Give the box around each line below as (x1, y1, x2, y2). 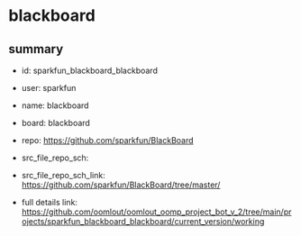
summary (8, 41, 64, 57)
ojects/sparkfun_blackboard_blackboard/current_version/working (21, 216, 265, 226)
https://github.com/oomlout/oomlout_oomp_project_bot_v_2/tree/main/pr (21, 206, 292, 217)
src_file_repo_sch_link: (21, 170, 105, 180)
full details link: (21, 197, 78, 207)
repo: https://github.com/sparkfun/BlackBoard (21, 135, 195, 145)
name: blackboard (21, 100, 89, 111)
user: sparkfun (21, 83, 77, 93)
